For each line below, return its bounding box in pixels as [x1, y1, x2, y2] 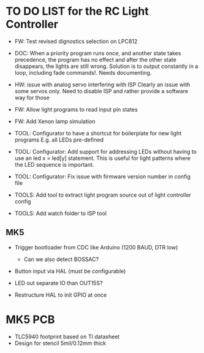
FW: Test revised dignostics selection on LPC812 [14, 37, 138, 45]
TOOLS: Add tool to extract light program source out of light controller [14, 191, 191, 199]
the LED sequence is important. [14, 161, 94, 168]
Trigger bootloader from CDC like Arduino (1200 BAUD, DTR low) [14, 243, 178, 251]
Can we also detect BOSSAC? [23, 256, 99, 263]
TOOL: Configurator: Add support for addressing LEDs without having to [14, 148, 197, 155]
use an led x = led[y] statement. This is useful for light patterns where [14, 154, 191, 162]
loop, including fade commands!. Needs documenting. [14, 69, 152, 76]
